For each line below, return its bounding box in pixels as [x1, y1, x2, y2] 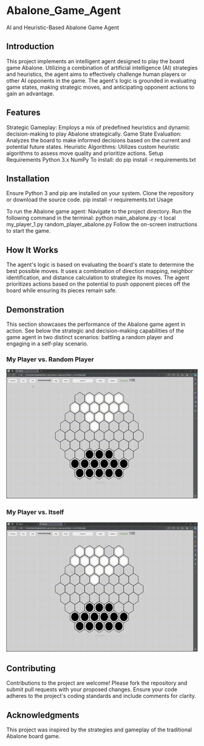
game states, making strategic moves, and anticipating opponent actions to [6, 83, 195, 91]
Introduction [6, 41, 55, 52]
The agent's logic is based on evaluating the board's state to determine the [6, 261, 194, 268]
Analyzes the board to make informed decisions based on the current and [6, 136, 191, 143]
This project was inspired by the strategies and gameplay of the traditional [6, 726, 192, 733]
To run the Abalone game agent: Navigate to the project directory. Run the [6, 208, 192, 215]
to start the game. [6, 227, 51, 235]
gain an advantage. [6, 89, 55, 97]
